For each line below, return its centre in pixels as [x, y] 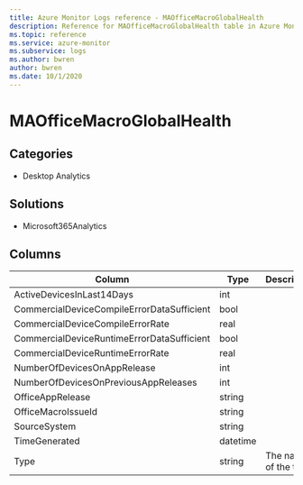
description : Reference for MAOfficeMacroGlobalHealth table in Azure [145, 26]
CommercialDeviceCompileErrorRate [92, 324]
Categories [41, 154]
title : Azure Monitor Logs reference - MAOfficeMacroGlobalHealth [137, 18]
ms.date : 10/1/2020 [46, 77]
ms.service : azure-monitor [60, 43]
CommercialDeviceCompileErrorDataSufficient [112, 309]
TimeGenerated [47, 441]
